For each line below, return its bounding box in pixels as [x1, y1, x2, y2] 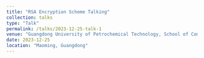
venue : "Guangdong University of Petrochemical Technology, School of [6, 31, 189, 37]
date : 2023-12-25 [6, 37, 50, 43]
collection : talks [6, 14, 53, 21]
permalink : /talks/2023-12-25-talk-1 [6, 25, 102, 32]
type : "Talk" [6, 20, 39, 26]
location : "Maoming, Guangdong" [6, 43, 88, 49]
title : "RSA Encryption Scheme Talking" [6, 8, 110, 15]
